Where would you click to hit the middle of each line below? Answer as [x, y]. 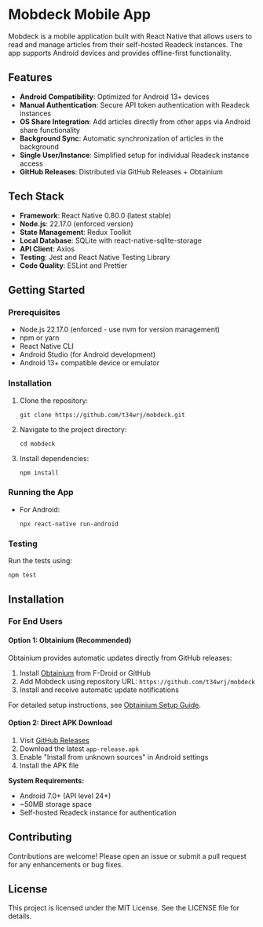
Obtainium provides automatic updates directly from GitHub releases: [120, 658]
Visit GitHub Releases [55, 740]
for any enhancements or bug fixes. [66, 864]
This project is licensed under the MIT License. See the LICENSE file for [124, 908]
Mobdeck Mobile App [80, 15]
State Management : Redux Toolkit [75, 232]
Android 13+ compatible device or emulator [89, 363]
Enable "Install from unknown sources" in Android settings [114, 757]
